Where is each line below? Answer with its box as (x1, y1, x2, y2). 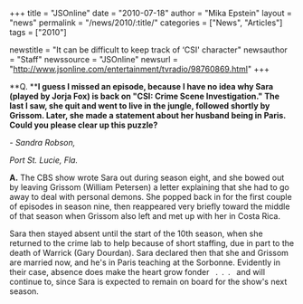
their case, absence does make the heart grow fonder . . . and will (9, 267, 265, 277)
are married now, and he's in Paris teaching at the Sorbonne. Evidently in (9, 257, 280, 268)
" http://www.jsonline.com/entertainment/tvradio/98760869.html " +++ (9, 63, 270, 74)
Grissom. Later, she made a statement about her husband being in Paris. (9, 110, 287, 120)
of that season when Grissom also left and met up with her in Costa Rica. (9, 211, 280, 221)
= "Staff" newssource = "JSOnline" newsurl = (9, 54, 178, 64)
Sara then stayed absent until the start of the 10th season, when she (9, 228, 264, 239)
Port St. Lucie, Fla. (9, 155, 79, 166)
